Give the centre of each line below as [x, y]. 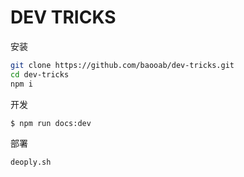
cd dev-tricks [40, 74]
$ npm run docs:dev [51, 123]
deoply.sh [31, 162]
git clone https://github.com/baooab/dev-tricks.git [122, 65]
